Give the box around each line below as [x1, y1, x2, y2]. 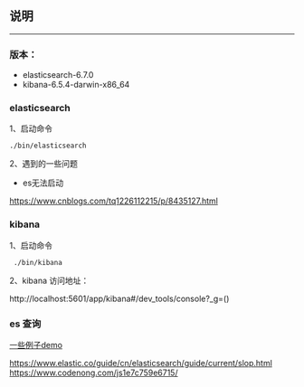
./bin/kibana [13, 258, 63, 267]
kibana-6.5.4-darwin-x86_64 [22, 80, 130, 90]
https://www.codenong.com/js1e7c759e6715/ [9, 367, 178, 378]
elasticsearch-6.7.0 [22, 70, 94, 80]
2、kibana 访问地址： [9, 275, 90, 286]
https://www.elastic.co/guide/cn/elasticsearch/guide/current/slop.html [9, 358, 273, 368]
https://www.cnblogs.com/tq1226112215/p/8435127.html [9, 195, 219, 206]
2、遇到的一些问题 [9, 158, 79, 169]
